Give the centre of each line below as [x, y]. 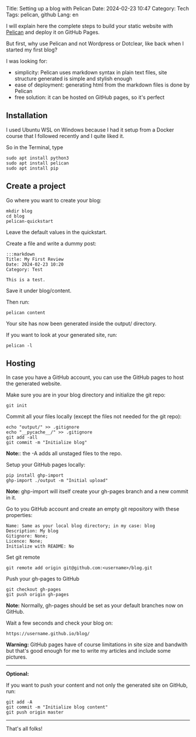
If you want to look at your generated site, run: [62, 335]
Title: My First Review [35, 259]
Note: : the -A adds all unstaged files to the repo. [64, 453]
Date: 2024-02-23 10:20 [35, 264]
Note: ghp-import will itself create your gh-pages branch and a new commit [97, 491]
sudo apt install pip [32, 168]
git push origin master [35, 712]
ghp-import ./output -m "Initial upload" [57, 481]
